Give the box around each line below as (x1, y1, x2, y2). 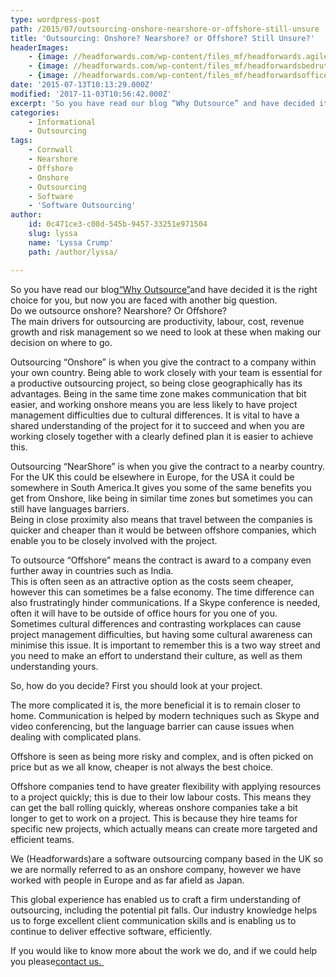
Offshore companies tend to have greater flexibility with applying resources (10, 780, 322, 792)
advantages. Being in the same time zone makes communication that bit (10, 387, 307, 400)
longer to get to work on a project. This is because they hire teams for (10, 812, 298, 824)
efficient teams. (10, 833, 75, 845)
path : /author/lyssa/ (28, 247, 118, 257)
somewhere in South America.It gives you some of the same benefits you (10, 481, 312, 493)
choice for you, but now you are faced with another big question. (10, 294, 278, 306)
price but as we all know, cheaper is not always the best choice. (10, 761, 274, 773)
